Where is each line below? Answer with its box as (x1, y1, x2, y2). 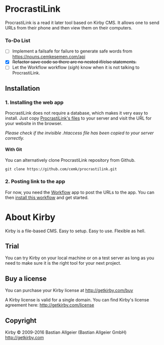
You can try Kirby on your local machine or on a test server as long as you (5, 255, 154, 261)
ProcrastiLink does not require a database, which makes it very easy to (5, 110, 148, 116)
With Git (5, 146, 22, 152)
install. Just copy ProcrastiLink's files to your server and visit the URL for (5, 115, 152, 121)
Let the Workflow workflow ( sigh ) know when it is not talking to (12, 65, 140, 71)
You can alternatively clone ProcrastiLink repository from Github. (5, 157, 136, 163)
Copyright (5, 316, 37, 324)
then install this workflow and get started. (5, 195, 89, 200)
